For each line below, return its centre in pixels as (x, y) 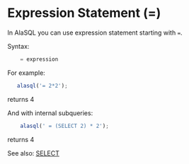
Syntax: (18, 46)
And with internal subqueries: (50, 113)
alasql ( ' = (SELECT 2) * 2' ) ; (65, 126)
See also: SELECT (34, 153)
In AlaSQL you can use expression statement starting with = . (95, 33)
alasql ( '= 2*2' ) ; (42, 86)
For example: (27, 73)
